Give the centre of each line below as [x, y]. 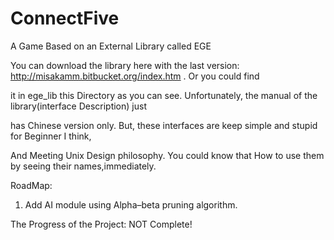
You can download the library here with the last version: [125, 65]
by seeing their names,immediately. [83, 166]
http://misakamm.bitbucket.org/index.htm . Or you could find [135, 76]
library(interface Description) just [78, 106]
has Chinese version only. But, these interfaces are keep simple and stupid [164, 125]
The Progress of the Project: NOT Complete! [101, 224]
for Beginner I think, [51, 136]
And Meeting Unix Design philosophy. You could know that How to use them [167, 155]
